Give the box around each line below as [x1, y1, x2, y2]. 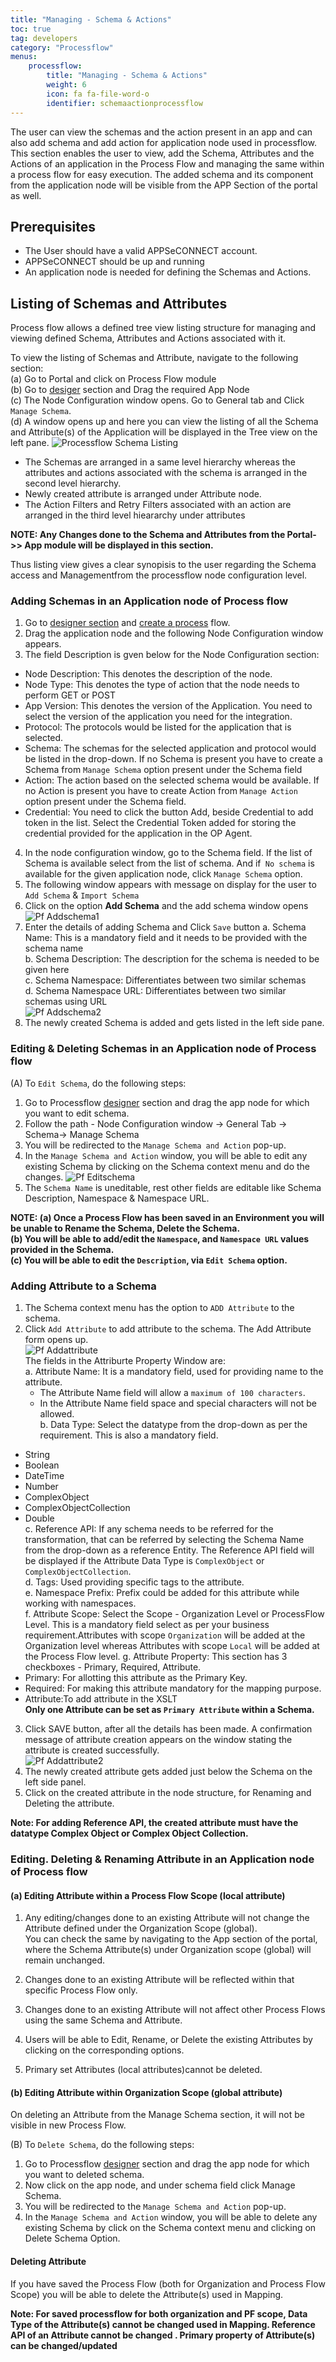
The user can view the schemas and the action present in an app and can [10, 126, 313, 138]
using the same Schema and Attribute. [24, 2014, 183, 2026]
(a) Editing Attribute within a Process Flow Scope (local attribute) [10, 1889, 286, 1901]
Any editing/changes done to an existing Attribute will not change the [24, 1912, 310, 1924]
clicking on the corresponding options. [24, 2044, 185, 2056]
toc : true [10, 24, 52, 34]
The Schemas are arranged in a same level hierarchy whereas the [24, 456, 296, 468]
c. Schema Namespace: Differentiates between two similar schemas [24, 974, 307, 986]
